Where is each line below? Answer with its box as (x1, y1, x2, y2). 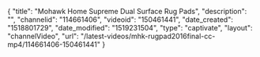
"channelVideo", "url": (7, 31, 80, 41)
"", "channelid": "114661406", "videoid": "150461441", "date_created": (7, 15, 234, 24)
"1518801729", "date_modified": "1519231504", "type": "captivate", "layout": (7, 23, 253, 32)
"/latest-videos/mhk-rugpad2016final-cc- (81, 31, 216, 41)
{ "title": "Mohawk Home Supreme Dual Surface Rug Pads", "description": (7, 7, 247, 16)
